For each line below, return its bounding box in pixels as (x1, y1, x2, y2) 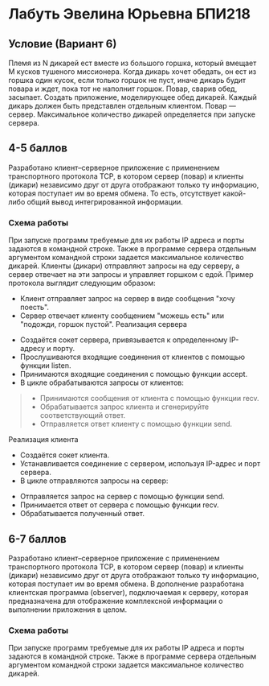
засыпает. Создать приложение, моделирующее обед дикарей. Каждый (8, 93, 257, 101)
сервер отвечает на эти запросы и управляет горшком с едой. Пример (8, 270, 255, 279)
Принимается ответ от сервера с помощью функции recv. (19, 500, 219, 510)
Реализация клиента (8, 435, 79, 444)
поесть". (19, 303, 50, 312)
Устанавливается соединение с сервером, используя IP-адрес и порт (19, 459, 261, 469)
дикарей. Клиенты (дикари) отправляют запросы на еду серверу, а (8, 261, 240, 271)
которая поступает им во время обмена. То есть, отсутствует (8, 188, 222, 198)
